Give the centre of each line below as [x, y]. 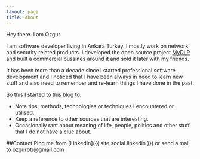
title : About [22, 17]
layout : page [22, 12]
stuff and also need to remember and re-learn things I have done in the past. [100, 83]
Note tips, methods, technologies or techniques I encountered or [94, 106]
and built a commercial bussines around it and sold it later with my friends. [98, 59]
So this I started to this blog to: [44, 94]
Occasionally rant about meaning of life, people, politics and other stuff [102, 125]
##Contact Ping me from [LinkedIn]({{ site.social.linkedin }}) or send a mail [98, 143]
